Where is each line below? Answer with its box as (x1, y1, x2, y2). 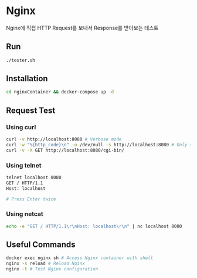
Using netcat (6, 210, 44, 218)
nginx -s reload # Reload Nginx (6, 260, 85, 267)
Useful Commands (6, 239, 76, 249)
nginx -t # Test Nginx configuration (6, 266, 98, 272)
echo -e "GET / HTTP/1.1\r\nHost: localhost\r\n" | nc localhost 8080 (6, 223, 182, 229)
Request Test (6, 105, 56, 115)
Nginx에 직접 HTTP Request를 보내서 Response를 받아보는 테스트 (6, 24, 159, 31)
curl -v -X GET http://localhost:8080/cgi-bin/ (6, 147, 125, 153)
